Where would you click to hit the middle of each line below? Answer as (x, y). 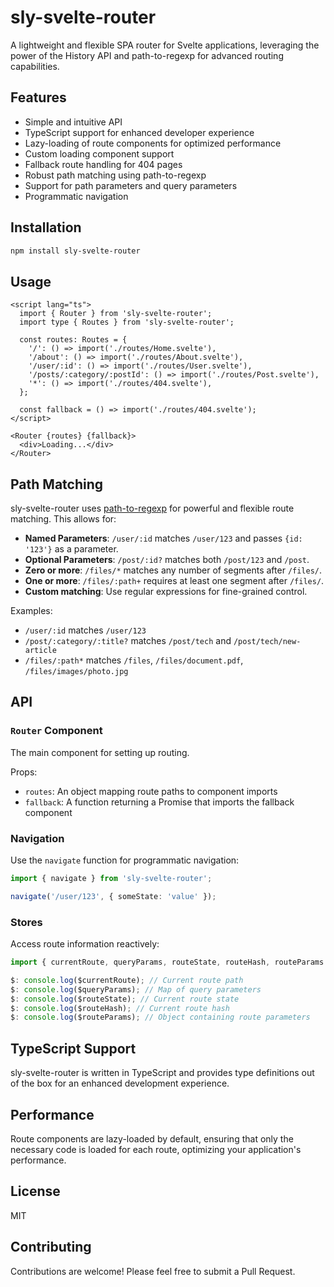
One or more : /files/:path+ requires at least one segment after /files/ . (174, 581)
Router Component (56, 731)
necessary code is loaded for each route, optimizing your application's (156, 1149)
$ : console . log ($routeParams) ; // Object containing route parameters (160, 1017)
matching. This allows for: (63, 519)
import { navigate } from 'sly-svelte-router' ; (111, 879)
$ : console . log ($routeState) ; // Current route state (125, 999)
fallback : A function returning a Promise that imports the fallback (159, 802)
